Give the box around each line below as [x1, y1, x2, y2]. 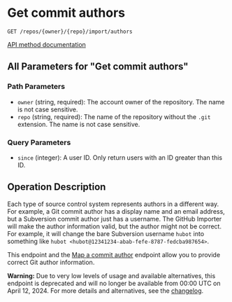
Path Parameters [7, 82, 65, 92]
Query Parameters [7, 137, 71, 147]
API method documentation [7, 40, 86, 48]
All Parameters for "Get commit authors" [7, 61, 189, 73]
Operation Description [7, 181, 106, 193]
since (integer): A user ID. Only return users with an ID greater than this [17, 153, 222, 162]
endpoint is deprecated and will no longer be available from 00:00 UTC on [7, 279, 221, 287]
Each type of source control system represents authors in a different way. [7, 200, 219, 208]
